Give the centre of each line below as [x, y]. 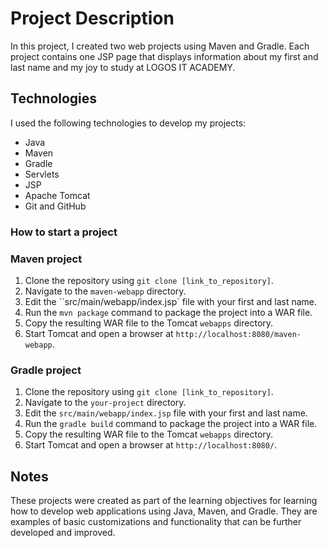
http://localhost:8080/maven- [238, 334]
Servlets [42, 174]
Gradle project [46, 370]
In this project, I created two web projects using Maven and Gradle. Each [160, 46]
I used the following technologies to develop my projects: [128, 123]
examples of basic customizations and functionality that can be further [156, 522]
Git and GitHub [55, 206]
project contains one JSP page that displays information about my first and [164, 56]
